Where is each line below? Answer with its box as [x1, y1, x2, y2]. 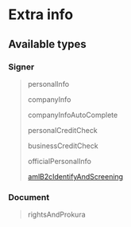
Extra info [8, 6, 74, 24]
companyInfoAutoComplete [27, 110, 118, 119]
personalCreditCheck [27, 125, 98, 135]
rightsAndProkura [27, 209, 86, 220]
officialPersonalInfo [27, 156, 91, 166]
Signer [8, 61, 35, 72]
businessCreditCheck [27, 141, 98, 151]
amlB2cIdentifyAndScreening [27, 171, 124, 181]
